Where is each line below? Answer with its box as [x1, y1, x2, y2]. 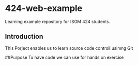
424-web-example [5, 3, 83, 14]
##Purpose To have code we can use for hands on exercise [5, 54, 124, 60]
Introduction [5, 32, 44, 41]
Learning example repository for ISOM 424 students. [5, 19, 110, 24]
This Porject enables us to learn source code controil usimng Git [5, 45, 133, 51]
